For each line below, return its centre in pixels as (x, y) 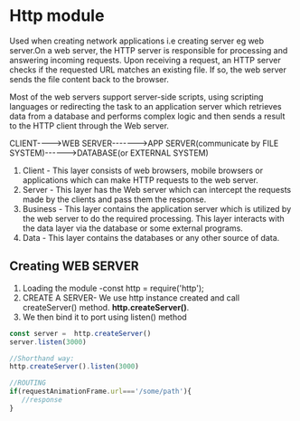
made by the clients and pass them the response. (114, 199)
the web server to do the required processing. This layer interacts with (153, 218)
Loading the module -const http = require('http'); (113, 288)
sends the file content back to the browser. (89, 79)
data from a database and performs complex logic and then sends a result (147, 116)
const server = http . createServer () (80, 333)
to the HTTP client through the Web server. (89, 125)
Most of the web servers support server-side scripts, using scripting (136, 97)
